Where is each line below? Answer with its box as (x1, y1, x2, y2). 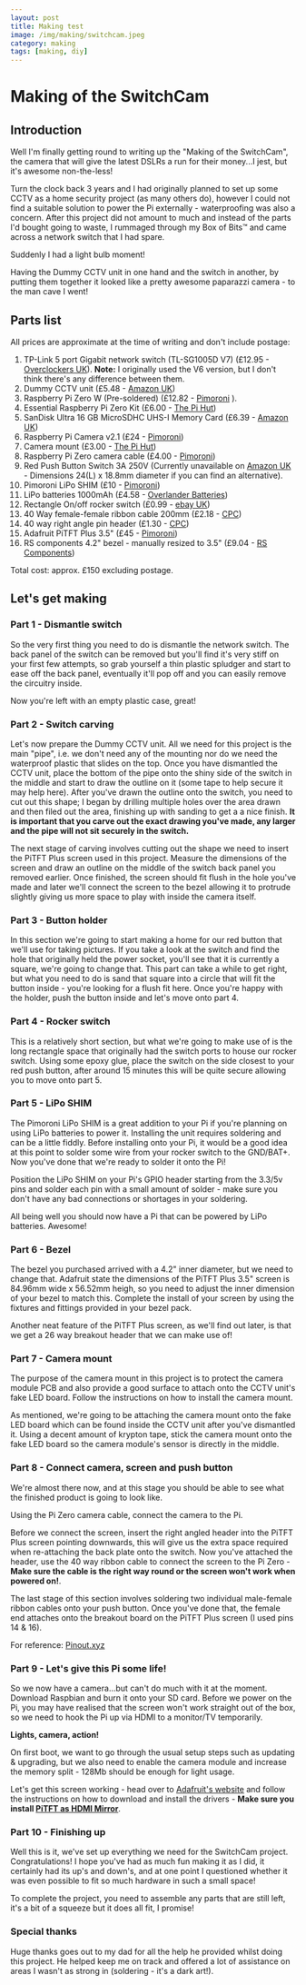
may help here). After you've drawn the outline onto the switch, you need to (10, 787, 293, 798)
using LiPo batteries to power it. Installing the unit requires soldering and (10, 1127, 281, 1138)
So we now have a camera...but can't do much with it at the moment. (10, 1682, 268, 1693)
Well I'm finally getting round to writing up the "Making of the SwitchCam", (10, 146, 289, 157)
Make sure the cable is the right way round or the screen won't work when (10, 1565, 296, 1576)
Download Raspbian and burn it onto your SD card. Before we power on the (10, 1692, 292, 1703)
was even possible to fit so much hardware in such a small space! (10, 1875, 256, 1886)
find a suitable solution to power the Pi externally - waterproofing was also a (10, 203, 296, 213)
